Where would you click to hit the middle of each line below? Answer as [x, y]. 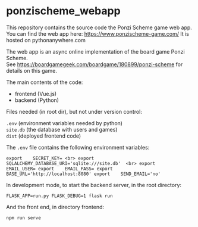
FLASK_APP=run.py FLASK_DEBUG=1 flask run [59, 196]
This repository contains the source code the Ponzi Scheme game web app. [99, 27]
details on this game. [32, 70]
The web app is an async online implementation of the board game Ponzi [96, 51]
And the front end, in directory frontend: [55, 207]
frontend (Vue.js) [36, 94]
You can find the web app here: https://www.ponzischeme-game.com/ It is [98, 33]
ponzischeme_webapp [63, 11]
